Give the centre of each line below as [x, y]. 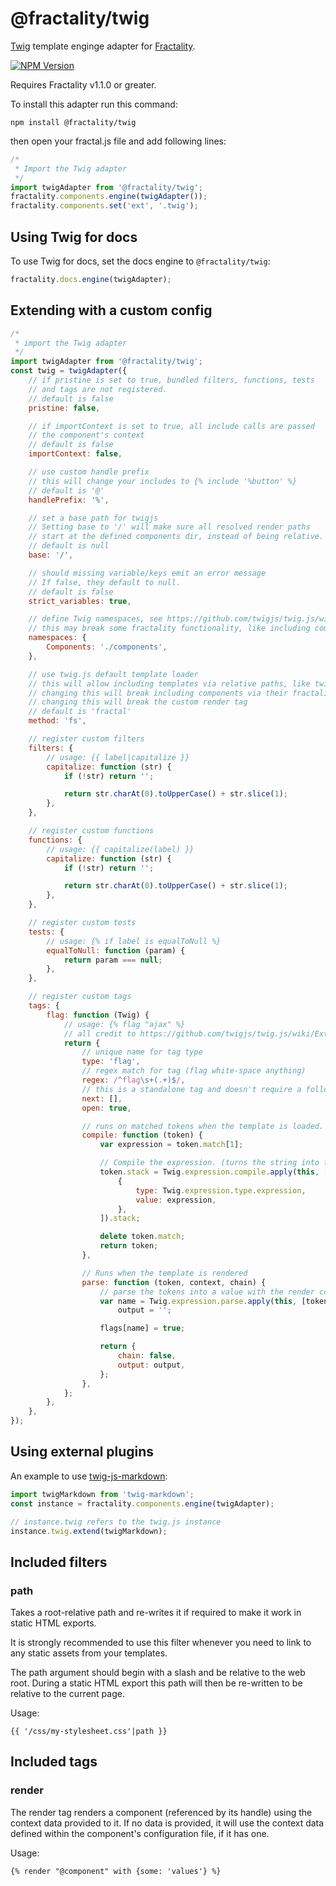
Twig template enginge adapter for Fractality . [103, 46]
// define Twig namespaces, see [95, 619]
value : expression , [176, 1200]
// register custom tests [82, 923]
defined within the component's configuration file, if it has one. [140, 1833]
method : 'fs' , [57, 721]
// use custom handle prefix [89, 472]
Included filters [59, 1562]
